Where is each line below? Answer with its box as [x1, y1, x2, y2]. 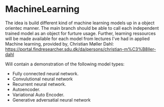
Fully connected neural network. [12, 70, 79, 76]
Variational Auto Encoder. [12, 92, 65, 98]
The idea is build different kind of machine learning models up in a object [5, 20, 155, 26]
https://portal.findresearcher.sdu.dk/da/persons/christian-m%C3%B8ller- [5, 46, 157, 52]
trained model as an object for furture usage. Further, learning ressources [5, 30, 156, 36]
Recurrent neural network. [12, 81, 66, 87]
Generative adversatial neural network [12, 97, 91, 103]
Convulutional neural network [12, 76, 73, 82]
